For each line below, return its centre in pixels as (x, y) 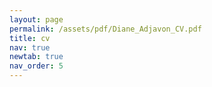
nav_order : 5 (36, 66)
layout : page (36, 19)
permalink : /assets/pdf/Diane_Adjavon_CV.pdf (105, 29)
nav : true (30, 47)
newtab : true (36, 57)
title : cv (30, 38)
